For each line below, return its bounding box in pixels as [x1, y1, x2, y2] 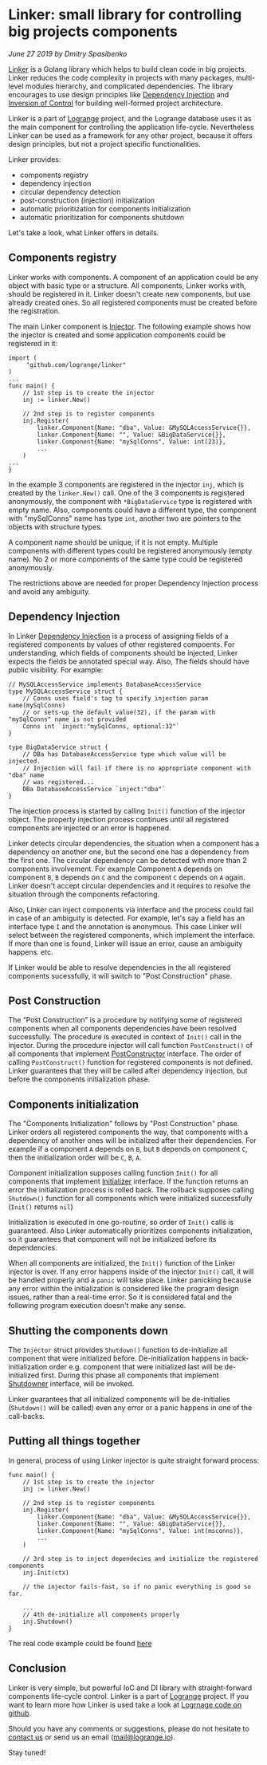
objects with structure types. [8, 522, 103, 531]
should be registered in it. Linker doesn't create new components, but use [8, 289, 251, 298]
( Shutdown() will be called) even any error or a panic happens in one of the [8, 1403, 253, 1412]
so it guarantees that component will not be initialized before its [8, 1235, 217, 1244]
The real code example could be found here [8, 1638, 152, 1648]
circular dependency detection [19, 187, 121, 196]
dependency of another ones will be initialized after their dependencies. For [8, 1136, 257, 1145]
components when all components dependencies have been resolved [8, 1023, 238, 1034]
